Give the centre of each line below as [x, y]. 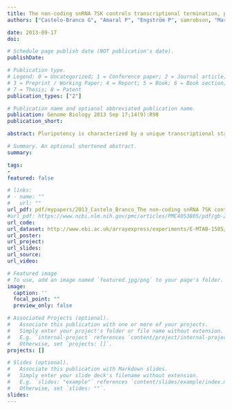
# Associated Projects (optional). [58, 318]
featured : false [30, 178]
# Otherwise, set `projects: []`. [60, 344]
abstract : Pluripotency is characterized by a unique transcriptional [111, 134]
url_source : [24, 255]
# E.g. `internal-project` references [66, 337]
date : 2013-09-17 [32, 32]
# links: [20, 191]
